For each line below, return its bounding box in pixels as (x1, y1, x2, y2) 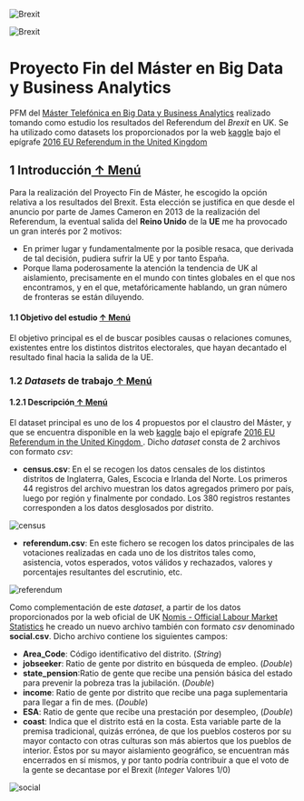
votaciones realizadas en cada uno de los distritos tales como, (22, 547, 256, 558)
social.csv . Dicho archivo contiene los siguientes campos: (9, 631, 229, 642)
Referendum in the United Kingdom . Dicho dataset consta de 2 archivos (9, 436, 281, 447)
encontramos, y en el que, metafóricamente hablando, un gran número (22, 282, 288, 293)
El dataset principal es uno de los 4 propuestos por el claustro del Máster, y (9, 417, 292, 428)
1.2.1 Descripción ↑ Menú (9, 396, 108, 408)
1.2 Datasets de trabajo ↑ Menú (9, 374, 152, 386)
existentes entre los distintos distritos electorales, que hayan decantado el (9, 342, 288, 353)
